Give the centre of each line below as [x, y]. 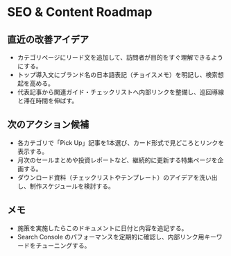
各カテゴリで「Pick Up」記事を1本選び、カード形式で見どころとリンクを [121, 142]
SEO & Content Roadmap [80, 12]
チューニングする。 [63, 245]
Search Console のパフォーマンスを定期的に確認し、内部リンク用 [111, 237]
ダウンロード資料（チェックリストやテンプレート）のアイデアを [108, 177]
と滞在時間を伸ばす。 [48, 101]
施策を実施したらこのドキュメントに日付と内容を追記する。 [102, 228]
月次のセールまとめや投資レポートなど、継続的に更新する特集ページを [117, 160]
